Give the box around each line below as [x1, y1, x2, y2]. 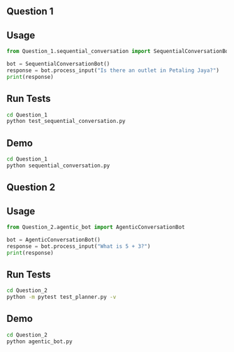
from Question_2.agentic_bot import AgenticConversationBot [6, 223, 186, 231]
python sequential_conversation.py [6, 162, 110, 169]
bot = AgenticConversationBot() [6, 236, 101, 243]
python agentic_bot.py [6, 338, 73, 345]
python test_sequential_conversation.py [6, 118, 126, 125]
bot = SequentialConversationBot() [6, 61, 110, 68]
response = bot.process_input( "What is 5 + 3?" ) [6, 242, 151, 250]
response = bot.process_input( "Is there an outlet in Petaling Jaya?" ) [6, 66, 219, 74]
